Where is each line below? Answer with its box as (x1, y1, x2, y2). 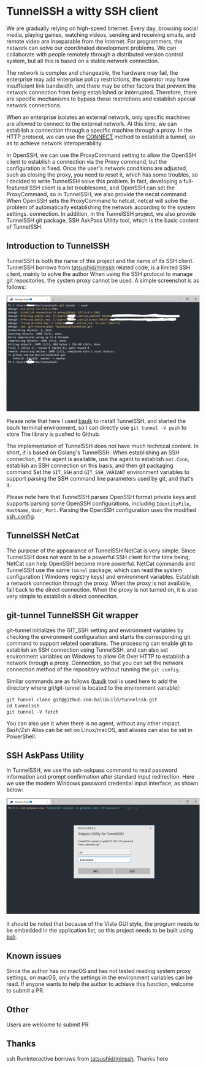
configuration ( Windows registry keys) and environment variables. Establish (6, 573, 199, 580)
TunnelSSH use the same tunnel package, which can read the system (6, 566, 183, 574)
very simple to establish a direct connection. (6, 592, 118, 600)
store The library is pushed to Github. (6, 430, 101, 438)
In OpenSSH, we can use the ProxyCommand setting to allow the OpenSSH (6, 151, 196, 159)
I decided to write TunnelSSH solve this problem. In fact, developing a (6, 177, 183, 185)
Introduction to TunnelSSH (6, 241, 110, 251)
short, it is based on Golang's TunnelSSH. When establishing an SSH (6, 449, 180, 456)
